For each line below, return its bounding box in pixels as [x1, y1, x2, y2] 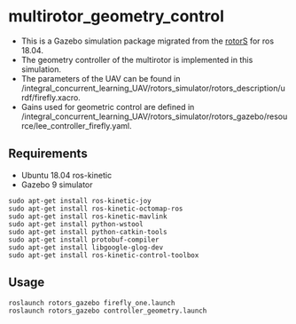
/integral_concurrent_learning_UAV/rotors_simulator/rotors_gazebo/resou [20, 111, 288, 122]
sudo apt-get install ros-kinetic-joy [8, 196, 152, 205]
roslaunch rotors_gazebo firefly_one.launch [8, 298, 175, 307]
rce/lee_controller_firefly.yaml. [20, 120, 132, 130]
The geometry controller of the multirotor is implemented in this [20, 54, 253, 65]
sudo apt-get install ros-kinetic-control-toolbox [8, 250, 199, 259]
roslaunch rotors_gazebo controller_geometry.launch [8, 306, 207, 315]
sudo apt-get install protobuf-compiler [8, 235, 160, 244]
